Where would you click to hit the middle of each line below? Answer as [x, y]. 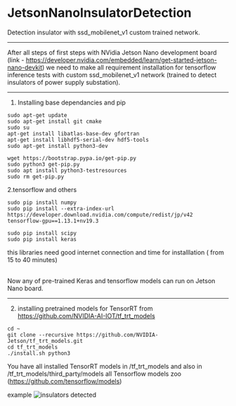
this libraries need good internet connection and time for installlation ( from [116, 252]
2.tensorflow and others [42, 189]
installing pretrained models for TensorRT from [85, 308]
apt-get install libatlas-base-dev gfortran [73, 134]
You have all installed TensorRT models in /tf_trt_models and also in [105, 366]
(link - [16, 60]
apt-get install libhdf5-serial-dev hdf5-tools [78, 140]
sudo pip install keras [42, 239]
